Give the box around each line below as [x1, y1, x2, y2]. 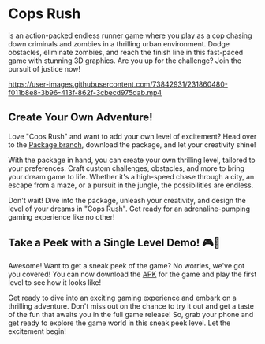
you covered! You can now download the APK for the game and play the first [8, 269, 257, 279]
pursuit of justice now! [8, 64, 81, 73]
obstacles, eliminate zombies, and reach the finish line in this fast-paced [8, 47, 244, 57]
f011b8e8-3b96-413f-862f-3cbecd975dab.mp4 [8, 87, 162, 97]
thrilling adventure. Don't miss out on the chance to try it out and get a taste [8, 301, 255, 311]
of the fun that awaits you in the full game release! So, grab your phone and [8, 309, 254, 319]
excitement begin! [8, 326, 67, 335]
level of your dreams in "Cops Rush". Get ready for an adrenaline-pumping [8, 204, 251, 213]
